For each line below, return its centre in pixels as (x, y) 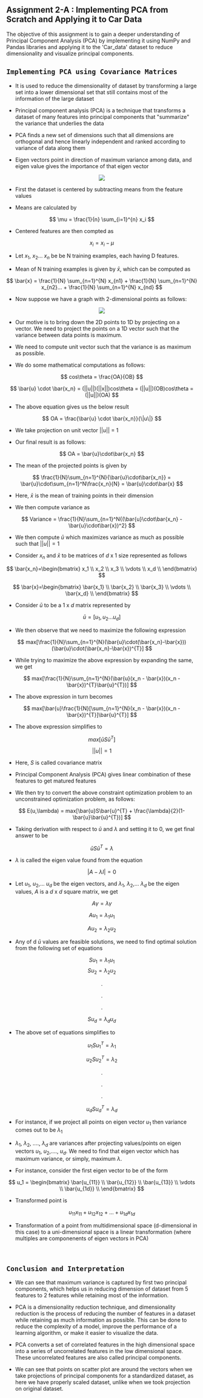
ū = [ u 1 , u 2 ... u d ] (102, 617)
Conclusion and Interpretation (65, 1268)
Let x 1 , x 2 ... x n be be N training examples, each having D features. (97, 256)
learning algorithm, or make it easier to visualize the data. (87, 1333)
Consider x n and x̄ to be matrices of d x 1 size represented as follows (101, 556)
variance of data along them (50, 148)
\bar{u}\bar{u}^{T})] (98, 817)
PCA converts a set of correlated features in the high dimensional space (105, 1345)
